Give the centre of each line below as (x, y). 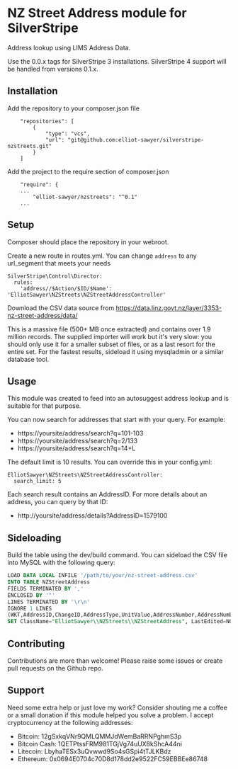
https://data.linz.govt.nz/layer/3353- (169, 308)
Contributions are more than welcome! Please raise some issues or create (115, 661)
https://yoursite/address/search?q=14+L (76, 448)
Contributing (36, 643)
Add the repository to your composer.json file (74, 108)
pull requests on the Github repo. (56, 668)
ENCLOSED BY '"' (31, 595)
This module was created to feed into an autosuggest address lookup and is (118, 399)
